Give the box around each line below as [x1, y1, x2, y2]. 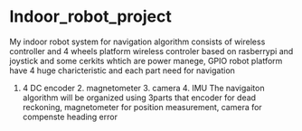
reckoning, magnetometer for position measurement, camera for [22, 101, 262, 112]
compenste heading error [22, 111, 118, 122]
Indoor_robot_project [9, 6, 172, 27]
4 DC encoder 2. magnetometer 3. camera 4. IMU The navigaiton [22, 82, 265, 93]
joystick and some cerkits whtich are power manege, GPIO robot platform [9, 55, 283, 66]
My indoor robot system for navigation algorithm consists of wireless [9, 36, 266, 47]
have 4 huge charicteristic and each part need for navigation [9, 65, 235, 76]
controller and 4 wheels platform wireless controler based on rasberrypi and [9, 45, 294, 56]
